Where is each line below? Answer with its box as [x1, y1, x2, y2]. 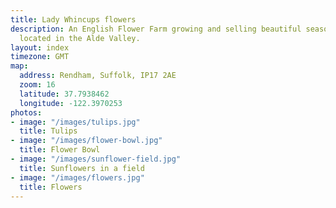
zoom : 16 [19, 80, 56, 90]
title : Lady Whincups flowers [10, 14, 137, 25]
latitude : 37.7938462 [19, 89, 110, 99]
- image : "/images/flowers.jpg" [10, 172, 145, 183]
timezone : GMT [10, 52, 70, 62]
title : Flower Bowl [19, 145, 101, 155]
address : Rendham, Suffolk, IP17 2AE [19, 71, 177, 81]
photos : [10, 107, 43, 118]
